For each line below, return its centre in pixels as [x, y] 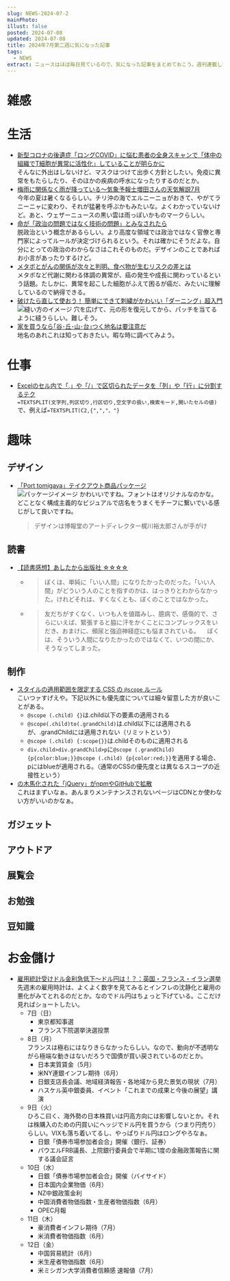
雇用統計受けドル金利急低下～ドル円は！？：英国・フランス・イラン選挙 [119, 979]
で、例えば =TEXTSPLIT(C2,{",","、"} [68, 410]
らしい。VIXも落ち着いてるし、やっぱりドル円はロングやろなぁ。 [119, 1133]
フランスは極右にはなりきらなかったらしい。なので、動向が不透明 [120, 1048]
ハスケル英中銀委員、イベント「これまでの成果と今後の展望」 [125, 1090]
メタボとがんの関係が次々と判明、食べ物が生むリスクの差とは [104, 266]
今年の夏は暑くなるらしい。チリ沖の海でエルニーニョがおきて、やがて [116, 198]
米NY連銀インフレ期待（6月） [79, 1073]
